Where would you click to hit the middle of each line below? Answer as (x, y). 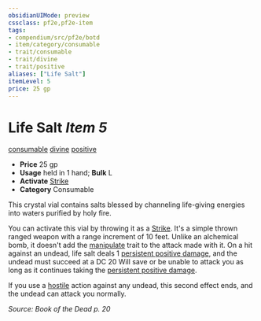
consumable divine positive (52, 149)
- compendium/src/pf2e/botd (54, 37)
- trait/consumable (40, 52)
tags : (17, 30)
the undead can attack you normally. (68, 294)
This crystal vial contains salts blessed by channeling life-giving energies (127, 205)
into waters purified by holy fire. (60, 213)
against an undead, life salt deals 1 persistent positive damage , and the (123, 253)
